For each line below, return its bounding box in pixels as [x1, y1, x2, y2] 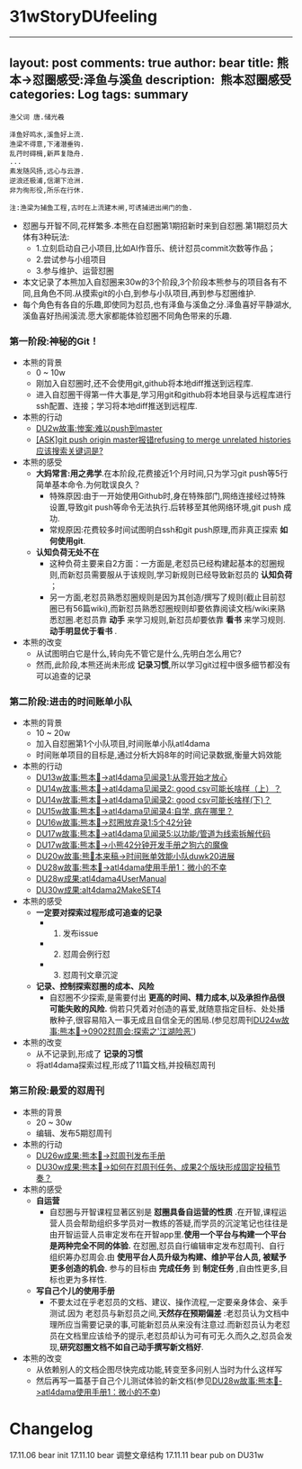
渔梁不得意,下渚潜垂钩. [9, 140, 85, 149]
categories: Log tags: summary [9, 87, 189, 103]
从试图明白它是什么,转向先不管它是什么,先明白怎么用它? [35, 648, 242, 659]
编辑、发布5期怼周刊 [35, 1128, 112, 1138]
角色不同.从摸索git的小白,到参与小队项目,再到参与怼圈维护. [40, 287, 256, 298]
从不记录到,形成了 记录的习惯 [35, 1048, 144, 1059]
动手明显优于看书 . [49, 626, 118, 637]
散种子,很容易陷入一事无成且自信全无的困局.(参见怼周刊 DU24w [49, 1015, 281, 1026]
